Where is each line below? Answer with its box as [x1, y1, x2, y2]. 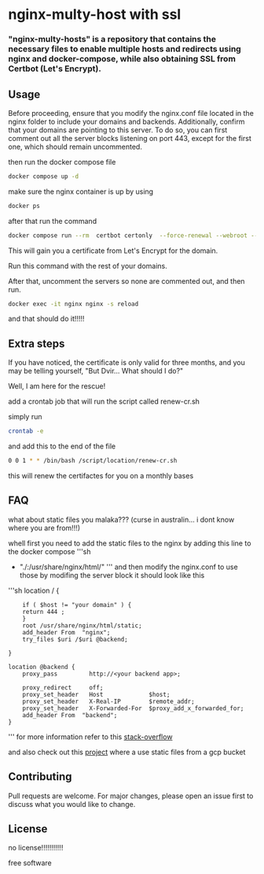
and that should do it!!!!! [8, 314, 85, 324]
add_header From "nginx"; [22, 628, 111, 636]
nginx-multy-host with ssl [8, 6, 181, 24]
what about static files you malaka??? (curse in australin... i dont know [8, 515, 235, 524]
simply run [8, 412, 42, 422]
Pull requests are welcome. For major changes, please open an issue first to [8, 790, 254, 801]
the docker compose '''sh [8, 546, 92, 556]
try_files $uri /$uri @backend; [22, 635, 128, 643]
